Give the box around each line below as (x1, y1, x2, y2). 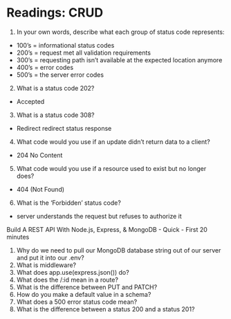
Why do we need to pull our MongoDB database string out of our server (16, 246, 221, 254)
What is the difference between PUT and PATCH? (16, 282, 158, 291)
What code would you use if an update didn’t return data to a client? (16, 137, 210, 146)
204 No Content (16, 151, 63, 159)
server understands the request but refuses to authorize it (16, 212, 182, 220)
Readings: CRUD (6, 5, 104, 21)
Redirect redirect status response (16, 124, 112, 132)
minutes (6, 233, 30, 241)
